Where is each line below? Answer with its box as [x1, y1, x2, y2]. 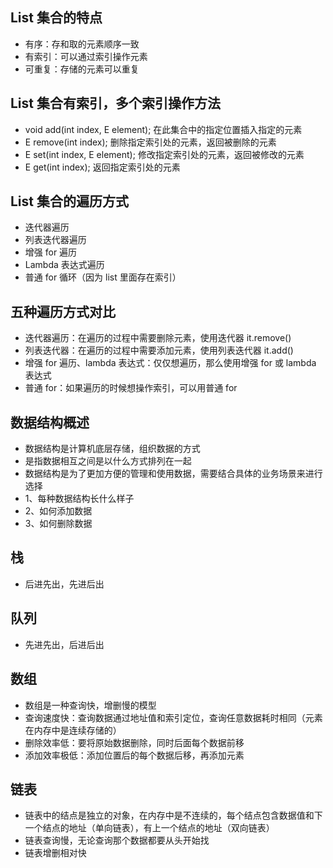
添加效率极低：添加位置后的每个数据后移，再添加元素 [24, 749, 245, 761]
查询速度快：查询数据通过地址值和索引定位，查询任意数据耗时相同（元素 [24, 711, 323, 723]
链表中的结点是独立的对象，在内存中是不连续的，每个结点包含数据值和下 [24, 809, 323, 822]
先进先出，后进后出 [24, 638, 105, 650]
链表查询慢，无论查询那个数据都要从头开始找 [24, 834, 210, 847]
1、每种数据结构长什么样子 [24, 493, 135, 505]
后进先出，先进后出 [24, 578, 105, 590]
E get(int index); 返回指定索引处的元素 [24, 161, 181, 173]
